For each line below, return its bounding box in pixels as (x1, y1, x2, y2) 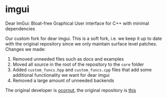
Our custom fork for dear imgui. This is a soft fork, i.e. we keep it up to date (5, 35, 162, 41)
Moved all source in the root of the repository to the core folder (12, 61, 144, 67)
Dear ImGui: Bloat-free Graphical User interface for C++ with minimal (5, 20, 149, 26)
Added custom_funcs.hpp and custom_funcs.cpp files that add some (12, 67, 152, 73)
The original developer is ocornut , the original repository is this (5, 87, 137, 93)
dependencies (5, 25, 35, 31)
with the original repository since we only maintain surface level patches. (5, 40, 157, 46)
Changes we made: (5, 46, 46, 52)
